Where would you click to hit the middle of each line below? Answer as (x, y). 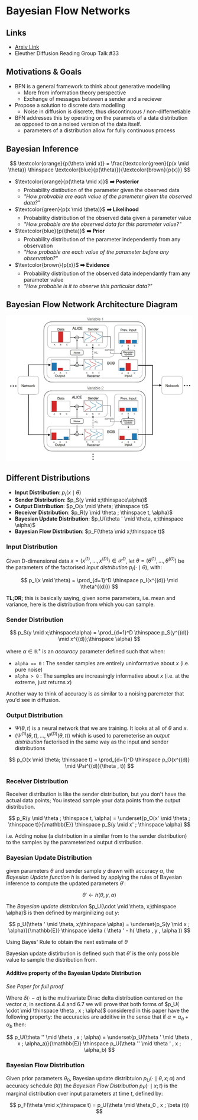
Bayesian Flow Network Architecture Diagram (92, 304)
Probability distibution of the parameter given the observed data (102, 190)
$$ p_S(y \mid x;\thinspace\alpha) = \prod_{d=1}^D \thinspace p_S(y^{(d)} (99, 633)
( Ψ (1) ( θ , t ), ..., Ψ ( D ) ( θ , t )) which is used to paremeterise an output (92, 735)
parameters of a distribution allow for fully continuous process (99, 130)
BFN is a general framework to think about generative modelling (92, 86)
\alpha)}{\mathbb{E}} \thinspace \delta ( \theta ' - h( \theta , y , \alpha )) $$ (99, 930)
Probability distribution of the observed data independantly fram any (107, 273)
